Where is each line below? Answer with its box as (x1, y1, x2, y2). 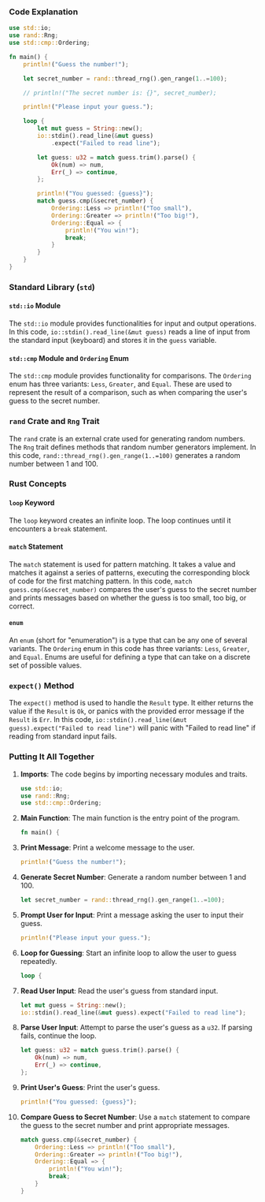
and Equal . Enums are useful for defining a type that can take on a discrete (9, 653, 251, 662)
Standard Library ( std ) (9, 281, 95, 292)
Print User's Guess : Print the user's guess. (20, 1082, 160, 1092)
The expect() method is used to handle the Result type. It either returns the (9, 698, 254, 708)
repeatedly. (20, 956, 57, 966)
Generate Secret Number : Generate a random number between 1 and (20, 873, 247, 882)
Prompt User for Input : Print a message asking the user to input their (20, 910, 245, 920)
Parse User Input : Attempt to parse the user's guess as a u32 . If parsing (20, 1023, 252, 1033)
